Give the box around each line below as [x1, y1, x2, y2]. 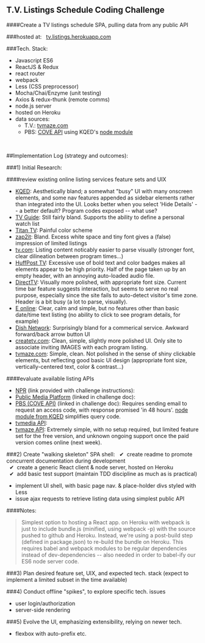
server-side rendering [15, 606, 71, 614]
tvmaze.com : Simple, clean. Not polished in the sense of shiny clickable [15, 350, 196, 357]
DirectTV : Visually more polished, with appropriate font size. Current [15, 278, 187, 286]
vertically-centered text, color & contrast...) [15, 363, 124, 370]
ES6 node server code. [21, 557, 79, 565]
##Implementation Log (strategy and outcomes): [6, 152, 128, 159]
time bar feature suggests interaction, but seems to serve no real [15, 284, 179, 292]
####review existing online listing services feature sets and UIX [6, 176, 167, 183]
